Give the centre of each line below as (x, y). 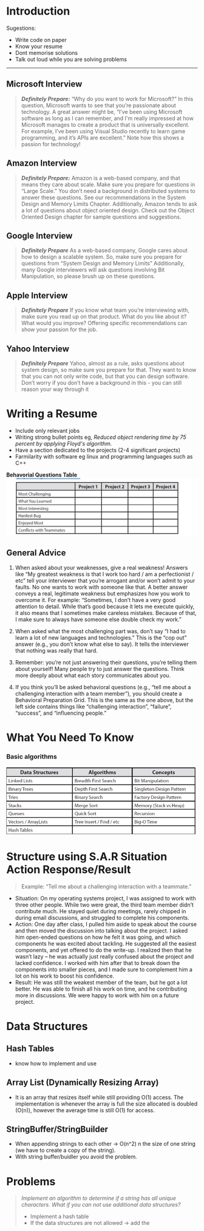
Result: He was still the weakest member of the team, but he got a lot (101, 982)
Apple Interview (37, 296)
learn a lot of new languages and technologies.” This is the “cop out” (101, 637)
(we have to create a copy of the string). (65, 1150)
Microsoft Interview (44, 84)
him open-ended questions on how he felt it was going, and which (98, 937)
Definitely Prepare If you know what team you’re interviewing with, (105, 310)
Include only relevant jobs (47, 430)
